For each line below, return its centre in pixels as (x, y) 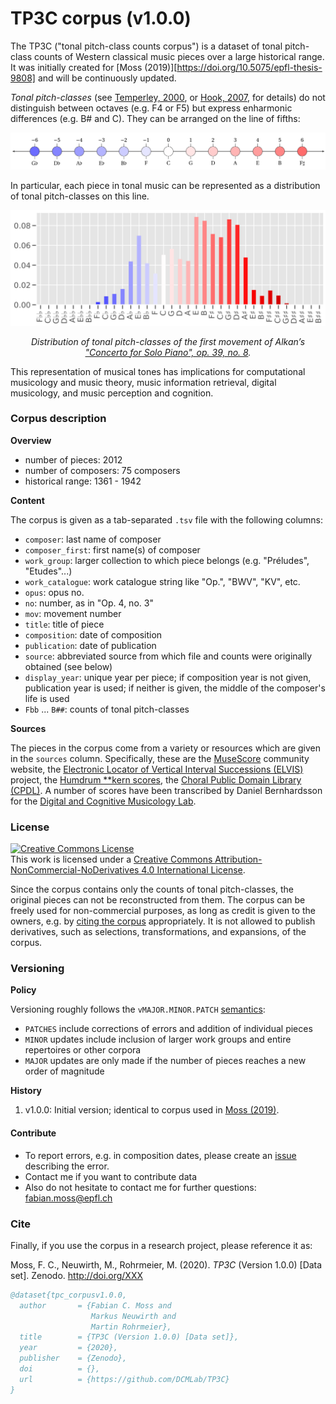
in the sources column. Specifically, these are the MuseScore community (160, 758)
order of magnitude (64, 1071)
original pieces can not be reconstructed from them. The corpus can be (158, 900)
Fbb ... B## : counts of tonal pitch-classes (107, 709)
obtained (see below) (68, 666)
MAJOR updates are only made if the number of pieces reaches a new (165, 1061)
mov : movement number (73, 613)
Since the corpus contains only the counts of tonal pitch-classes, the (152, 889)
